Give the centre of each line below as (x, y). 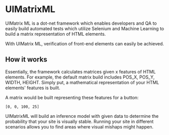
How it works (26, 60)
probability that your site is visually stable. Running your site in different (79, 121)
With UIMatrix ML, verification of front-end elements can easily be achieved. (84, 43)
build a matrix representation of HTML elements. (55, 34)
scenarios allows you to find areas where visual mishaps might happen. (79, 126)
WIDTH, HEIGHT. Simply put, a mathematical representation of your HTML (82, 82)
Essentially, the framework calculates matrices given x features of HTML (80, 72)
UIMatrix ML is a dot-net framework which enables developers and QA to (81, 23)
